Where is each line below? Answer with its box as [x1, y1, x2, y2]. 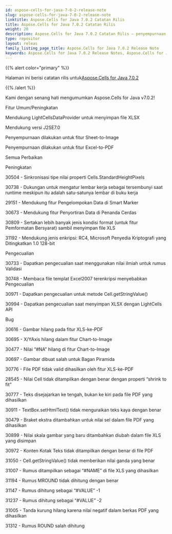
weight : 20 [5, 27, 29, 32]
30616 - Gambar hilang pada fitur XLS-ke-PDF [5, 326, 103, 332]
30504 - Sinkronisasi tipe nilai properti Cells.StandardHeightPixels [5, 174, 145, 180]
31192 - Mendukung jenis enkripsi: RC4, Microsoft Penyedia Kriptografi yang [5, 235, 166, 241]
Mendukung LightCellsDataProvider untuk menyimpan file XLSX [5, 114, 140, 121]
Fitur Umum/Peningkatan [5, 104, 58, 110]
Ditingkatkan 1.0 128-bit [5, 240, 55, 246]
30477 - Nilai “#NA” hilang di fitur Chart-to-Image [5, 346, 110, 352]
